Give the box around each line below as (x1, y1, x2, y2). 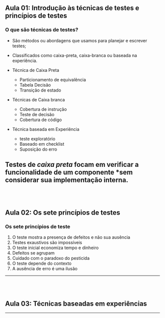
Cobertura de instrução (19, 106, 67, 112)
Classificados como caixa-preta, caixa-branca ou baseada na (12, 52, 137, 58)
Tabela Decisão (19, 82, 51, 88)
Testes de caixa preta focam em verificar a (5, 160, 139, 169)
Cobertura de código (19, 117, 62, 123)
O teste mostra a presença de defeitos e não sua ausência (12, 234, 131, 240)
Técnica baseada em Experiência (12, 126, 80, 132)
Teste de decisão (19, 111, 55, 117)
